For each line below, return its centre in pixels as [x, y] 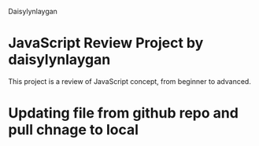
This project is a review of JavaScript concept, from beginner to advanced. [130, 81]
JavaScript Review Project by [106, 43]
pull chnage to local [74, 130]
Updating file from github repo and [123, 113]
